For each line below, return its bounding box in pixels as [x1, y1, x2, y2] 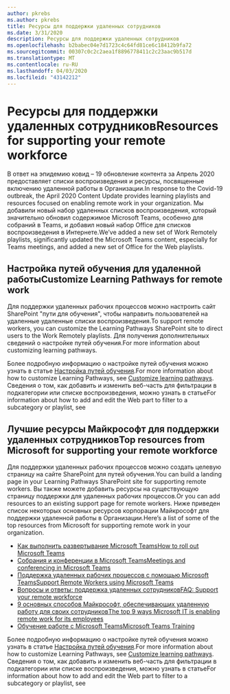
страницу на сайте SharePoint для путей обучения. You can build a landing [7, 470, 222, 478]
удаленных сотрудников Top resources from [7, 434, 205, 446]
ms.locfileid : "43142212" [7, 73, 81, 81]
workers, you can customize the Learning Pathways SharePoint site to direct [7, 324, 223, 333]
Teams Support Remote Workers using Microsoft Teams [16, 578, 174, 586]
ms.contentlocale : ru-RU [7, 61, 78, 68]
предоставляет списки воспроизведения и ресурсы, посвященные [7, 177, 205, 185]
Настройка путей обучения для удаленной [7, 262, 201, 275]
